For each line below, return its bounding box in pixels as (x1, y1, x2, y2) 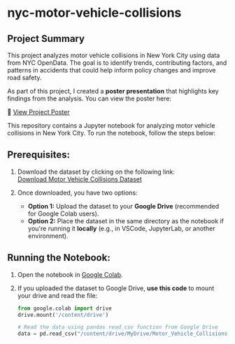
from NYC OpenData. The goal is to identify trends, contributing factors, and (7, 59, 227, 67)
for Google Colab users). (27, 209, 99, 218)
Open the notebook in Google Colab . (17, 270, 124, 278)
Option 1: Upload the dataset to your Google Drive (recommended (27, 202, 219, 210)
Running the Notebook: (7, 252, 111, 264)
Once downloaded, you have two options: (17, 188, 138, 197)
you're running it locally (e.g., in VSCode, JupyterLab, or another (27, 224, 215, 232)
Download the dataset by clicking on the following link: (17, 167, 175, 176)
